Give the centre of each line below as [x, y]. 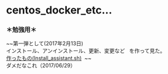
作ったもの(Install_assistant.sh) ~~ [49, 58]
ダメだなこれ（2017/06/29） [41, 66]
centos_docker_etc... [59, 10]
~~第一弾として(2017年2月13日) [45, 43]
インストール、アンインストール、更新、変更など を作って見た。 [86, 51]
